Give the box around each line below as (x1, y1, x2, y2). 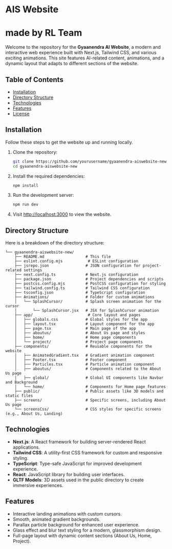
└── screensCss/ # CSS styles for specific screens (14, 406, 161, 412)
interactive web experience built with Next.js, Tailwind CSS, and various (5, 50, 157, 56)
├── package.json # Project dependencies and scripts (14, 277, 164, 282)
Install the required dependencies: (12, 173, 85, 179)
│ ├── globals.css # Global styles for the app (14, 317, 147, 322)
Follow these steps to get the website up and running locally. (5, 139, 133, 145)
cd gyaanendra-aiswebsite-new (12, 164, 78, 169)
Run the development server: (12, 192, 74, 198)
